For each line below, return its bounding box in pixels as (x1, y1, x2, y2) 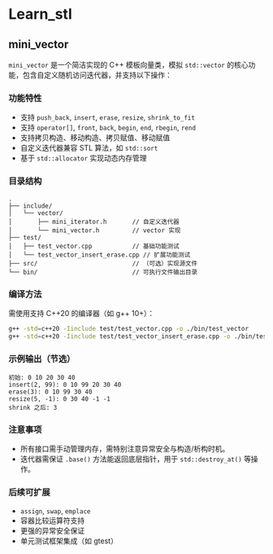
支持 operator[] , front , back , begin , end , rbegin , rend (19, 123, 197, 133)
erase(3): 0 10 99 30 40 (8, 388, 93, 396)
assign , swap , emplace (19, 506, 91, 516)
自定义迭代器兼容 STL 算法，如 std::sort (19, 143, 158, 153)
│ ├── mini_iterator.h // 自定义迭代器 (8, 218, 180, 226)
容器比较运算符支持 (19, 515, 85, 525)
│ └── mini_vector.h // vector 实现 (8, 226, 181, 235)
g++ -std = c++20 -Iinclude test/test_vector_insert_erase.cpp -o (8, 332, 231, 341)
